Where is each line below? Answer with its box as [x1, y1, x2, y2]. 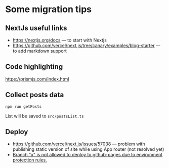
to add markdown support [12, 48, 67, 54]
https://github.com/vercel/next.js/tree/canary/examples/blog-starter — [12, 43, 161, 49]
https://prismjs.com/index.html [5, 76, 69, 82]
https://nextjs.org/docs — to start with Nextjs [12, 37, 107, 43]
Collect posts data [5, 91, 64, 99]
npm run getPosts [5, 104, 42, 109]
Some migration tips [5, 4, 92, 15]
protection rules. [12, 157, 47, 163]
